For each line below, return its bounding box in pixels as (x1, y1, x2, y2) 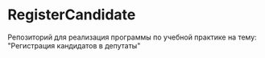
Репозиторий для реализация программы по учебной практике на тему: (7, 32, 257, 42)
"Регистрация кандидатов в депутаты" (7, 40, 141, 50)
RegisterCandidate (7, 6, 136, 24)
